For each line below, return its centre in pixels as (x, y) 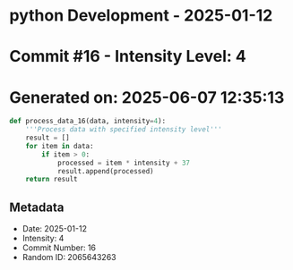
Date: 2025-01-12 (55, 229)
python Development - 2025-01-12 (141, 16)
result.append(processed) (105, 171)
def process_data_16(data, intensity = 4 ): (88, 122)
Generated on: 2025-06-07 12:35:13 (147, 97)
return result (52, 180)
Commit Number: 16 (59, 248)
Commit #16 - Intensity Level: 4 (128, 57)
